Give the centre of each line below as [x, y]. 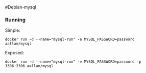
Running [15, 20]
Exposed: [15, 53]
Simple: [13, 30]
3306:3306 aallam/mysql [29, 66]
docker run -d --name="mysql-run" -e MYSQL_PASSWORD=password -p [73, 62]
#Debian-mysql [21, 7]
